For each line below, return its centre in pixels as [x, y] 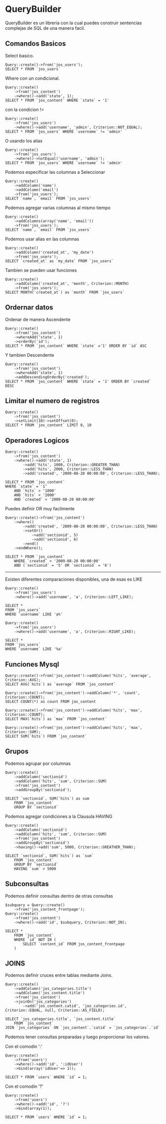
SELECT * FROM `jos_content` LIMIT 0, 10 [48, 425]
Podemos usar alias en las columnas [42, 239]
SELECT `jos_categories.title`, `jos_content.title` [61, 1019]
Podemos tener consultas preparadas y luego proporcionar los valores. [78, 1037]
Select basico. [20, 55]
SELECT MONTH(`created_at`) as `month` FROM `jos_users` [65, 292]
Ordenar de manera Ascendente [38, 319]
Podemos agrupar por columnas [38, 763]
